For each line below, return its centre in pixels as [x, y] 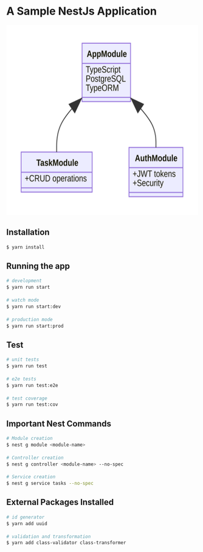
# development [24, 281]
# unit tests [23, 360]
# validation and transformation [49, 536]
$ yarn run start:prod [35, 326]
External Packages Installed [60, 502]
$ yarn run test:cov [33, 405]
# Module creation [29, 439]
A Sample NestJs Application [81, 11]
